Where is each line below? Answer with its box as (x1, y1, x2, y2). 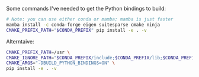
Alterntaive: (6, 38, 34, 45)
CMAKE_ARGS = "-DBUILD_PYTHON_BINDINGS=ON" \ (6, 60, 115, 66)
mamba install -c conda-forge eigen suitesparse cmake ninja (6, 22, 161, 28)
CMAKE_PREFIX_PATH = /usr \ (6, 49, 70, 55)
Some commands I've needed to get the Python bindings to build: (6, 5, 166, 12)
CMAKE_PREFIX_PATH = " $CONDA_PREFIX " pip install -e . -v (6, 27, 147, 33)
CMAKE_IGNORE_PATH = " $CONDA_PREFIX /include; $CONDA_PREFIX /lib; (6, 55, 163, 61)
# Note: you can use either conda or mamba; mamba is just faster (6, 16, 174, 22)
